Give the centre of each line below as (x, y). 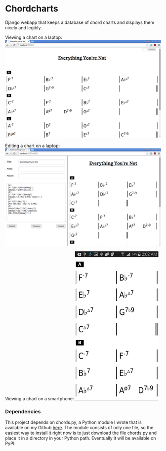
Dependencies (23, 411)
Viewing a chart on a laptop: (34, 37)
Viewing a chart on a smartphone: (40, 398)
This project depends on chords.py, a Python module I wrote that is (73, 422)
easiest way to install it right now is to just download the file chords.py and (81, 433)
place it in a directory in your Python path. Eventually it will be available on (81, 438)
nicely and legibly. (23, 27)
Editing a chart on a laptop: (33, 146)
